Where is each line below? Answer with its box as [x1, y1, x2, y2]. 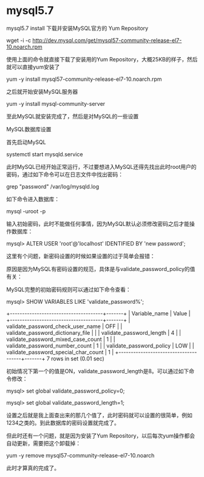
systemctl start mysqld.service [6, 150, 83, 158]
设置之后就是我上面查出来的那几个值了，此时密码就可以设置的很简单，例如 [6, 411, 192, 419]
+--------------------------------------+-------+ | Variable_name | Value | [6, 309, 191, 317]
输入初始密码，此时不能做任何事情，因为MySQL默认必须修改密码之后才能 [6, 220, 190, 227]
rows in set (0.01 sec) [51, 355, 104, 362]
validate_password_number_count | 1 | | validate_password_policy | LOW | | [6, 341, 194, 349]
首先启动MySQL [6, 138, 47, 146]
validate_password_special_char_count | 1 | [6, 348, 114, 355]
